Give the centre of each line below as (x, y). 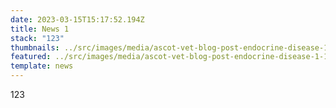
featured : (31, 57)
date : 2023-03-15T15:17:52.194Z (77, 19)
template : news (42, 66)
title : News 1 (40, 29)
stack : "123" (37, 38)
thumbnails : (35, 47)
